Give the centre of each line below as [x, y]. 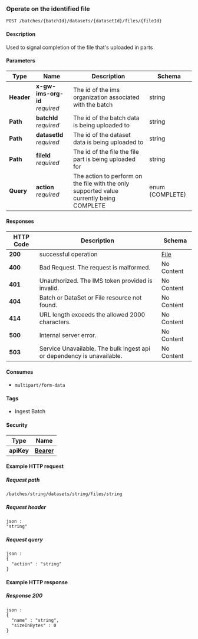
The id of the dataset [102, 134]
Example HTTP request [35, 466]
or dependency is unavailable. [81, 355]
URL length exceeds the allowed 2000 [92, 314]
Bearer [44, 450]
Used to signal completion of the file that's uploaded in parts [80, 47]
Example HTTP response [37, 582]
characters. [55, 322]
